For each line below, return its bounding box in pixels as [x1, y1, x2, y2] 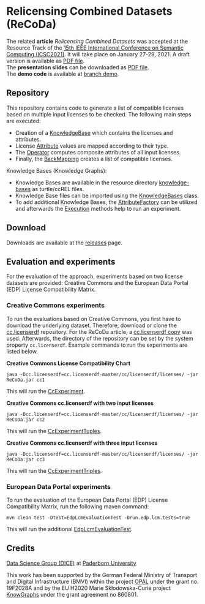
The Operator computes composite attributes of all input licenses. [15, 148, 182, 156]
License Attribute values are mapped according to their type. [15, 142, 169, 149]
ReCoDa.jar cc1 [6, 377, 45, 383]
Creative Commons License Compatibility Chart [6, 360, 130, 367]
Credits [6, 543, 35, 554]
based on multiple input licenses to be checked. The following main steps [6, 110, 192, 118]
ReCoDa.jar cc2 [6, 417, 45, 423]
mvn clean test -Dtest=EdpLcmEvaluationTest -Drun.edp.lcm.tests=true [6, 515, 190, 521]
